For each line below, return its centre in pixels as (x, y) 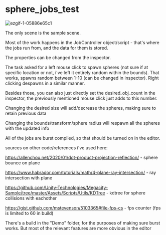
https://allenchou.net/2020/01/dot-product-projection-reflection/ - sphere (81, 157)
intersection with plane (29, 178)
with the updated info (27, 128)
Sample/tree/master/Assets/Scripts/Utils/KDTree (55, 193)
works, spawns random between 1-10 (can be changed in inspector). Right (82, 78)
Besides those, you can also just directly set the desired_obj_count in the (80, 93)
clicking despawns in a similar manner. (45, 83)
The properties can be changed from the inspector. (58, 57)
